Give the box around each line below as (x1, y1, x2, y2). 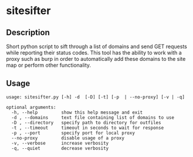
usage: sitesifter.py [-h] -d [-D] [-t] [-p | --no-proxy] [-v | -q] (6, 94, 185, 100)
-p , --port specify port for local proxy (11, 130, 135, 136)
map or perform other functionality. (6, 62, 92, 69)
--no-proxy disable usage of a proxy (11, 135, 125, 141)
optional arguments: (6, 104, 57, 110)
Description (6, 28, 50, 37)
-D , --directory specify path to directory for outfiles (11, 120, 161, 125)
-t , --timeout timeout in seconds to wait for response (11, 125, 164, 131)
